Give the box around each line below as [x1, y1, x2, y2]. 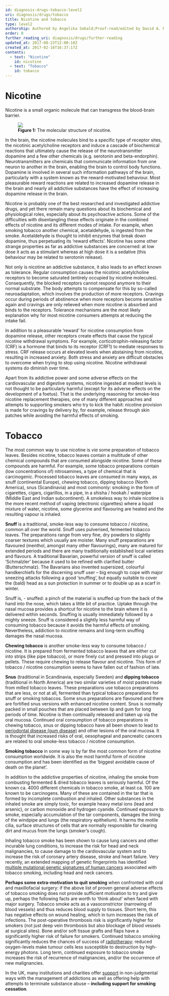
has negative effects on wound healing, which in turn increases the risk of [5, 912, 158, 918]
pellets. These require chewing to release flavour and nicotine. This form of [5, 658, 161, 665]
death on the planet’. [5, 764, 48, 770]
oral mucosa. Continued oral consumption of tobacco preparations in [5, 717, 148, 723]
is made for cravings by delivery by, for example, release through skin [5, 407, 150, 413]
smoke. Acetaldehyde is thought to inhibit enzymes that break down [5, 232, 146, 239]
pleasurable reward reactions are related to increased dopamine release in [5, 180, 159, 186]
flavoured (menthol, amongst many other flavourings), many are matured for [5, 542, 163, 548]
